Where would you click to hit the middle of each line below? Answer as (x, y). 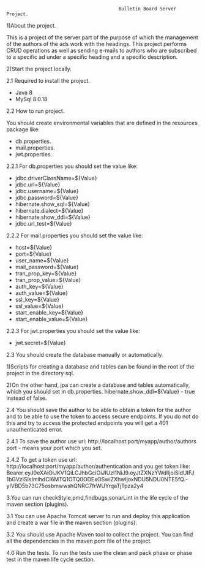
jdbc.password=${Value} (47, 197)
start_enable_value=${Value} (51, 319)
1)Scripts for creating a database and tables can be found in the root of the (100, 367)
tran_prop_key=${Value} (46, 273)
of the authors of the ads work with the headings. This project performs (97, 44)
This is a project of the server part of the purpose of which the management (102, 37)
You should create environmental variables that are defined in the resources (102, 123)
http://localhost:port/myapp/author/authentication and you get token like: (99, 466)
